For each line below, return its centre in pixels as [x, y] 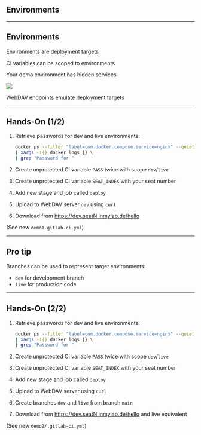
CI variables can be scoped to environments [61, 63]
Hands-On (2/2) [36, 309]
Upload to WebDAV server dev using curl [66, 204]
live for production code [45, 284]
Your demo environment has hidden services [61, 75]
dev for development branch [49, 278]
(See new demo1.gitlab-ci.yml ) [45, 228]
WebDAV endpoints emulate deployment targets [65, 97]
